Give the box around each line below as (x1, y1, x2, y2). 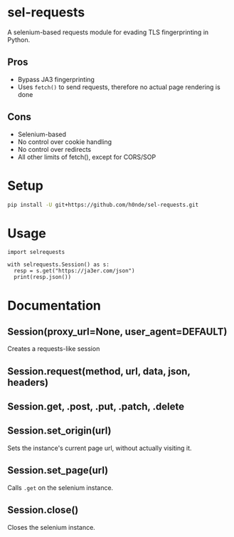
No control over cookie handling (17, 137, 112, 146)
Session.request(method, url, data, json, (7, 365, 191, 377)
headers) (7, 376, 48, 389)
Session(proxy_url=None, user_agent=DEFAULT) (7, 325, 228, 337)
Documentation (7, 297, 102, 314)
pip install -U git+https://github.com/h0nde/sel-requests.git (7, 201, 199, 208)
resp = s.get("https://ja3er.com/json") (14, 267, 135, 275)
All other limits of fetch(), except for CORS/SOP (17, 153, 156, 161)
